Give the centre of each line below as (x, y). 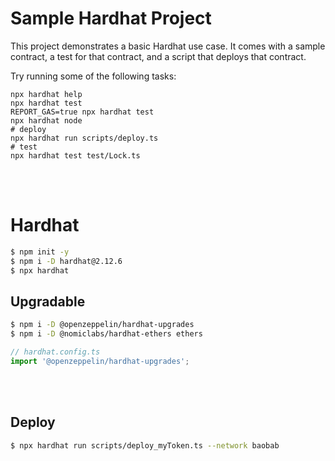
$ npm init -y (40, 252)
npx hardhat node (46, 120)
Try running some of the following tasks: (93, 76)
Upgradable (48, 301)
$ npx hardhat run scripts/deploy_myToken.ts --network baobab (145, 445)
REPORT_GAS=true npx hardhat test (82, 112)
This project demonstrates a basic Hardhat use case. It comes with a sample (168, 46)
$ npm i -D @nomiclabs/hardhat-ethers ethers (106, 334)
